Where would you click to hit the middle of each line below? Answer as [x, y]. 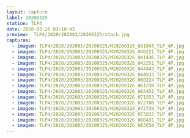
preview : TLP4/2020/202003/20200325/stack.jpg [68, 35]
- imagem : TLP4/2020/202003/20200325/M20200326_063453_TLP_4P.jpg [98, 92]
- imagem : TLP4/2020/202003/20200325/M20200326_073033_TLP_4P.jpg [98, 114]
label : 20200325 [27, 18]
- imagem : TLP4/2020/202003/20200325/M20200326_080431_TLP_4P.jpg [98, 120]
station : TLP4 [24, 23]
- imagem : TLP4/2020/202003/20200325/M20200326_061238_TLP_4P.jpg [98, 86]
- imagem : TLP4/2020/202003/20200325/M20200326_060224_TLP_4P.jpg [98, 80]
